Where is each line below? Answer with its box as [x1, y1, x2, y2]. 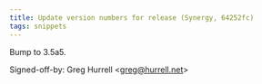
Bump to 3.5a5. [9, 46, 66, 57]
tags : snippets [9, 22, 67, 31]
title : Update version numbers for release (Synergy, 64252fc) [9, 13, 255, 23]
